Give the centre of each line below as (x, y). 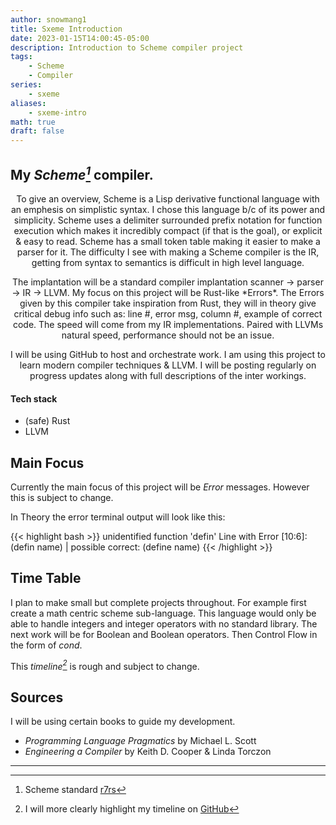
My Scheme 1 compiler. (82, 173)
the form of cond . (46, 645)
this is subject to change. (62, 497)
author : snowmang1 (48, 19)
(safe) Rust (47, 421)
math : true (33, 122)
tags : (21, 57)
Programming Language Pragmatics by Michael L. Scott (140, 741)
